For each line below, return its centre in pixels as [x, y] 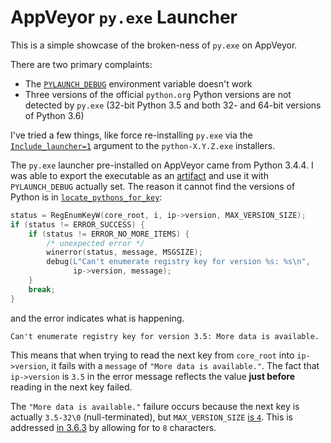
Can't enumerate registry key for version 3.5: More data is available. [165, 336]
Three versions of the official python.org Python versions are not [158, 94]
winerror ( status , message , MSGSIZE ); [124, 252]
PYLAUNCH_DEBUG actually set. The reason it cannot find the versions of [153, 186]
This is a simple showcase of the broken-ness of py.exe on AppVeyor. [154, 45]
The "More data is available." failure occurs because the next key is [155, 406]
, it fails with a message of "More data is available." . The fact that [183, 365]
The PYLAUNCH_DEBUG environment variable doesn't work [138, 83]
